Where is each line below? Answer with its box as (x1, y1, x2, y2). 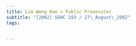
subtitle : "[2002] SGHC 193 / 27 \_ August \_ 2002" (6, 14, 131, 20)
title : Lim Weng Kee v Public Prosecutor (6, 8, 112, 15)
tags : (6, 20, 20, 26)
